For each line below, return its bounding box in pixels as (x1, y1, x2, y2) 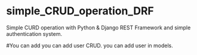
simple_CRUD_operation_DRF (6, 4, 154, 18)
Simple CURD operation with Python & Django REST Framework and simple (6, 24, 191, 31)
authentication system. (6, 30, 63, 37)
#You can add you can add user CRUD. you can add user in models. (6, 42, 173, 49)
